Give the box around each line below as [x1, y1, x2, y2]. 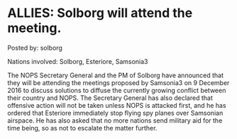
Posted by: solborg [7, 43, 62, 52]
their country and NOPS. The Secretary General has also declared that [7, 94, 213, 102]
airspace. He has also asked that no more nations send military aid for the [7, 116, 223, 125]
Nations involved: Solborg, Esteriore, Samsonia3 [7, 57, 148, 65]
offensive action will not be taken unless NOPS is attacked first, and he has [7, 101, 226, 109]
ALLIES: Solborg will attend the [7, 5, 193, 21]
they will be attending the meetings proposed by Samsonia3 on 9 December [7, 78, 230, 87]
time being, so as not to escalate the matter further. [7, 123, 158, 132]
